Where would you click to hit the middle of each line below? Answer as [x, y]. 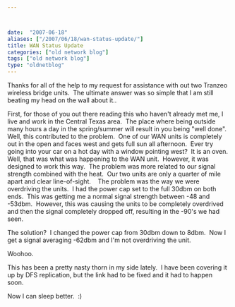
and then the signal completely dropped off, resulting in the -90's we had [114, 211]
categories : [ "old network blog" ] [58, 52]
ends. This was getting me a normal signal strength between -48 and [109, 196]
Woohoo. [20, 254]
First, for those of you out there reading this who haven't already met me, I [115, 114]
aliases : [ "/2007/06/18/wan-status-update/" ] [75, 39]
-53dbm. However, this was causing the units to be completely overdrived [115, 204]
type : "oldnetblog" [36, 65]
